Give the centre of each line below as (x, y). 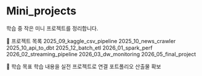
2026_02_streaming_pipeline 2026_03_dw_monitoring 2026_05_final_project (101, 54)
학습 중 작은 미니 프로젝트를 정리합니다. (52, 28)
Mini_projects (41, 11)
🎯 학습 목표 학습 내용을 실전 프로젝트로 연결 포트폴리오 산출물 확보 (84, 66)
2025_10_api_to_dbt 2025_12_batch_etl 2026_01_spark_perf (80, 48)
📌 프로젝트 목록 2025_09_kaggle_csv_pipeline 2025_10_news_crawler (91, 41)
